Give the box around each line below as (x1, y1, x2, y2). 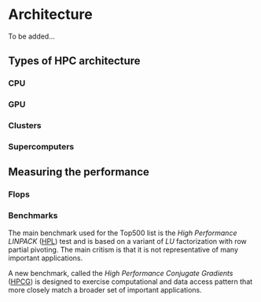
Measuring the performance (8, 165, 149, 179)
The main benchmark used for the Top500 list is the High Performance (8, 228, 237, 238)
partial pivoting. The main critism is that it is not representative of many (8, 245, 238, 254)
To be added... (8, 31, 55, 41)
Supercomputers (8, 142, 75, 153)
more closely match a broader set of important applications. (8, 285, 202, 294)
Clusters (8, 120, 42, 131)
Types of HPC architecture (8, 54, 141, 68)
